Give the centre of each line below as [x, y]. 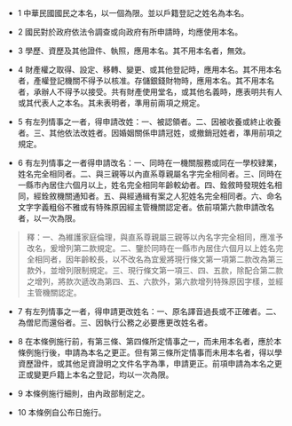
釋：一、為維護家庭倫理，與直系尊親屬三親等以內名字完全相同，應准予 [155, 237]
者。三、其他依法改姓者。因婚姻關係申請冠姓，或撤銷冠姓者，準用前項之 [150, 133]
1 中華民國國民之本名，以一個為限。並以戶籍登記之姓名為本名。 [133, 13]
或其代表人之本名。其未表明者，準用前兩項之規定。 [111, 103]
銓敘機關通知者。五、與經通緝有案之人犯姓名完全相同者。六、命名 [162, 196]
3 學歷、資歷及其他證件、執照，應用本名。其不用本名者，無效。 [134, 51]
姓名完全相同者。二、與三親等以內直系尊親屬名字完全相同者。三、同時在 [150, 174]
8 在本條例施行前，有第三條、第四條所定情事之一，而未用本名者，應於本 [150, 341]
